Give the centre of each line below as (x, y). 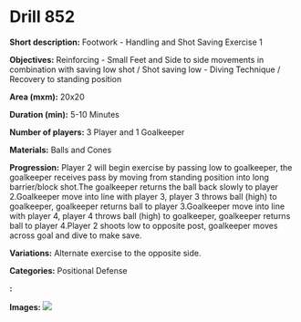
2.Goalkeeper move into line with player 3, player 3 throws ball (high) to (143, 196)
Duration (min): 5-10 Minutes (65, 114)
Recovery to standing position (66, 78)
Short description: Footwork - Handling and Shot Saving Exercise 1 (136, 42)
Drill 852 (42, 17)
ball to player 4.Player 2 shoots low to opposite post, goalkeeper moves (144, 225)
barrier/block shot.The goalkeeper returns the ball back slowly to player (144, 187)
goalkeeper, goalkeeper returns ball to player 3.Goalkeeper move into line (147, 206)
